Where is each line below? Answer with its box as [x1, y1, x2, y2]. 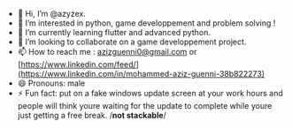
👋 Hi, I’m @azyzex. [17, 9, 87, 19]
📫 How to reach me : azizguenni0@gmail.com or [17, 47, 197, 57]
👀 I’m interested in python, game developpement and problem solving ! [17, 18, 276, 28]
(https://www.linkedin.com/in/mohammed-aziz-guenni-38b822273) [17, 69, 265, 79]
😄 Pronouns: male [17, 78, 86, 88]
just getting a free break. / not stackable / [17, 110, 166, 120]
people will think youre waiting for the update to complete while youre [17, 101, 273, 110]
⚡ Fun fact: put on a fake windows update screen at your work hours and [17, 88, 283, 98]
